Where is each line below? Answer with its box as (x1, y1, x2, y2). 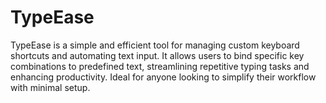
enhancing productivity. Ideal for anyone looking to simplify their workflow (10, 71, 317, 83)
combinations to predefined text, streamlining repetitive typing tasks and (10, 60, 310, 72)
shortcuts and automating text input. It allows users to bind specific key (10, 49, 305, 61)
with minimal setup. (10, 81, 91, 93)
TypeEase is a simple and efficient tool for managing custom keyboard (10, 39, 300, 51)
